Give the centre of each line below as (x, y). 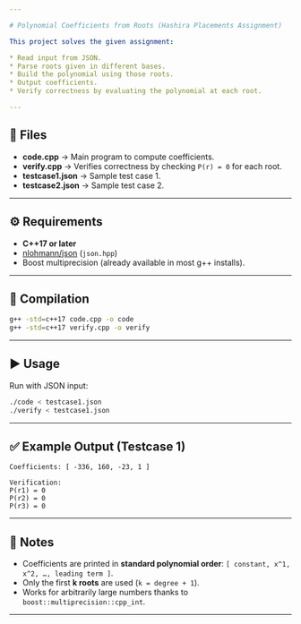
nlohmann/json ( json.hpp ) (70, 252)
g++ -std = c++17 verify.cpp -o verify (80, 328)
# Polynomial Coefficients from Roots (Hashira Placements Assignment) (146, 25)
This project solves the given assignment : (92, 41)
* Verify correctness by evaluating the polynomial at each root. (136, 91)
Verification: (36, 483)
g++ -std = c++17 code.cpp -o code (72, 320)
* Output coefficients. (54, 83)
